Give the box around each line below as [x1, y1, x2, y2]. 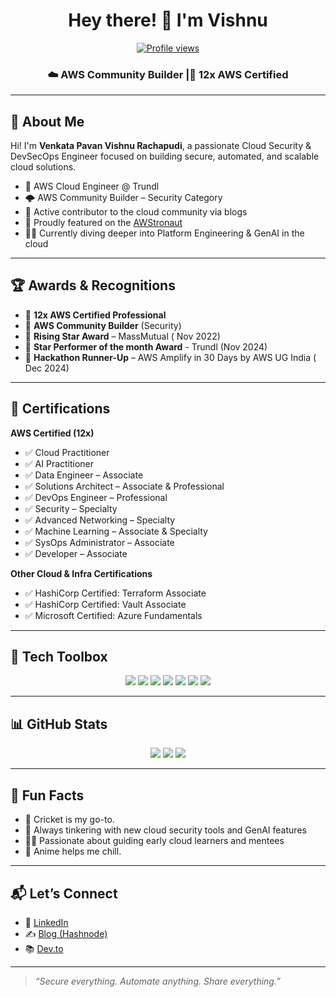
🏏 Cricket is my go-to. [24, 814, 115, 826]
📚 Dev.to [24, 942, 64, 954]
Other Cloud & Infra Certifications [10, 567, 153, 579]
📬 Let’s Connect [10, 885, 118, 902]
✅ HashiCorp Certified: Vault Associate [24, 598, 187, 610]
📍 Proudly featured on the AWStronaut [24, 217, 183, 229]
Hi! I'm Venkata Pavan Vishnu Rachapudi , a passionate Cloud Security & [10, 140, 312, 152]
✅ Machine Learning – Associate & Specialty [24, 525, 208, 537]
